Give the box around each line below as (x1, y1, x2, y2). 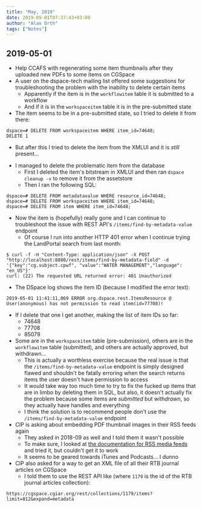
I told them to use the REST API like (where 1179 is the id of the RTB (24, 473, 192, 480)
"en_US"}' (6, 268, 31, 274)
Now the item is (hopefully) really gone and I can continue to (15, 214, 166, 222)
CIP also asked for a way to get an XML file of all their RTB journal (15, 459, 180, 467)
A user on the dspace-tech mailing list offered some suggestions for (15, 77, 186, 85)
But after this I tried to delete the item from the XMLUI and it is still (15, 144, 180, 151)
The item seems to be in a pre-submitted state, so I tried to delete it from (15, 110, 197, 117)
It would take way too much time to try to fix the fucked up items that (24, 382, 196, 390)
